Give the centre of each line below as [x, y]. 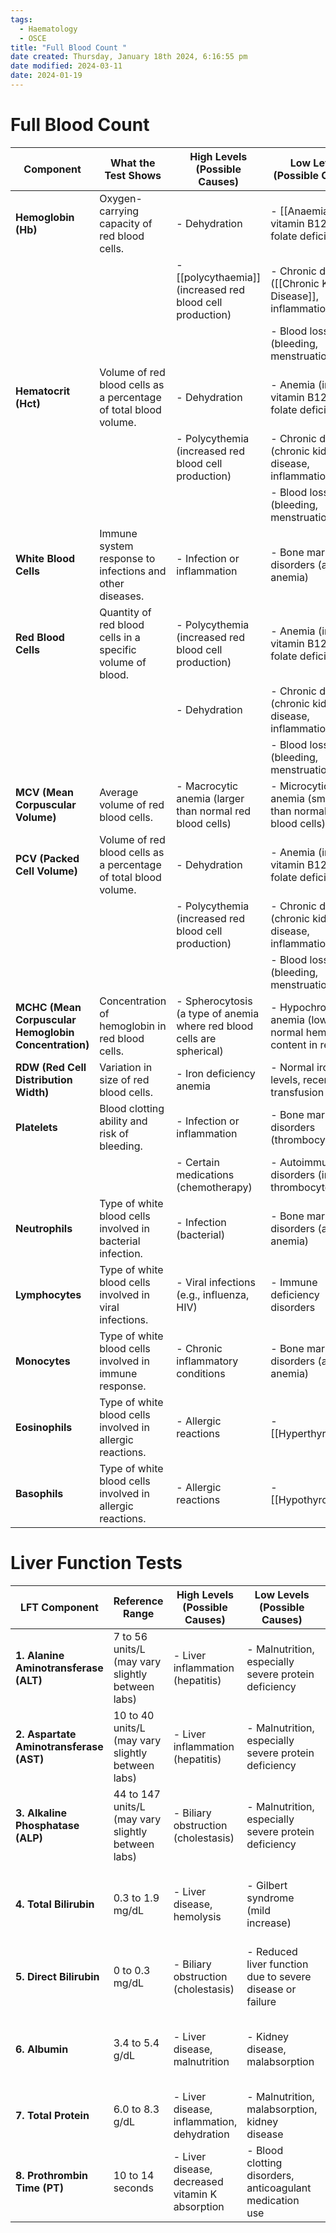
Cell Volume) [46, 871]
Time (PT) [39, 2188]
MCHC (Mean [48, 1007]
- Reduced [272, 1951]
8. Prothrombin [52, 2175]
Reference [138, 1601]
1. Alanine [40, 1655]
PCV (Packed [47, 858]
